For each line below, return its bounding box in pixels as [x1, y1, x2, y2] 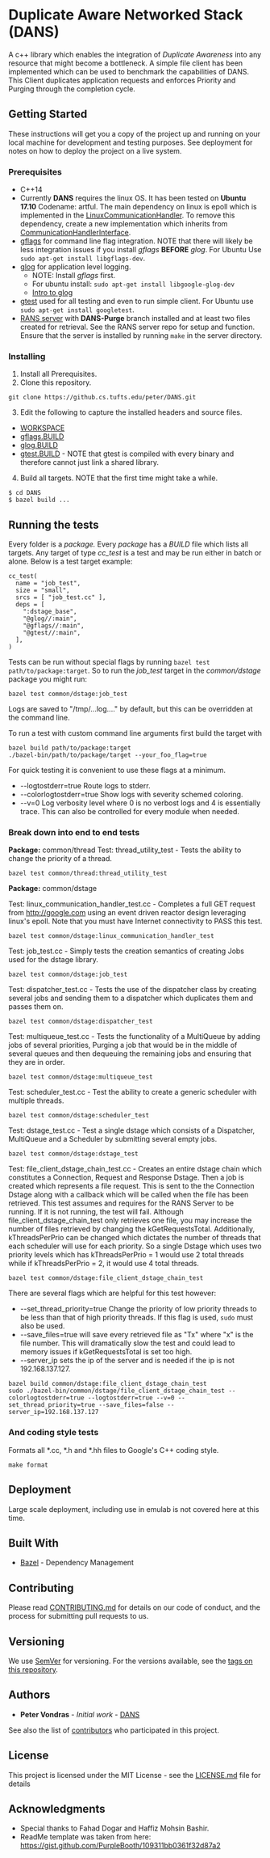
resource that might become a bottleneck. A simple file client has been [8, 58, 243, 68]
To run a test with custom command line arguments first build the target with [8, 728, 263, 738]
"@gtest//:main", [23, 629, 81, 637]
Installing [8, 350, 46, 361]
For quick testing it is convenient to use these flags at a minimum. [8, 766, 226, 775]
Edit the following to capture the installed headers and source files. [19, 407, 243, 417]
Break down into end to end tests [8, 827, 140, 838]
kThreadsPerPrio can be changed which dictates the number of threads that [8, 1233, 261, 1243]
